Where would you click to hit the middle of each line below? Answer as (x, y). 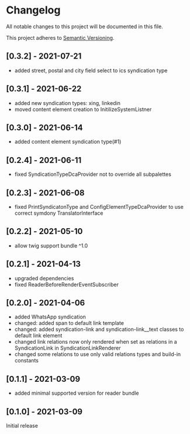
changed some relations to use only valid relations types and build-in (98, 354)
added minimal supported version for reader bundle (77, 393)
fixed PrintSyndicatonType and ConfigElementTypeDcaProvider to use (99, 207)
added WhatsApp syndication (50, 317)
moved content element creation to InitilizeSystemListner (83, 109)
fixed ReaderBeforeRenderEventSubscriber (66, 284)
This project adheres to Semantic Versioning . (60, 38)
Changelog (33, 10)
